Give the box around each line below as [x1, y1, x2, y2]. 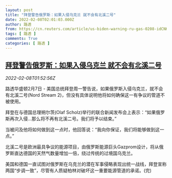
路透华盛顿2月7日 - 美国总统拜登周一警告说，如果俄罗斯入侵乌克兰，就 [5, 85, 155, 92]
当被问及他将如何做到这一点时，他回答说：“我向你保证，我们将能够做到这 [5, 126, 160, 132]
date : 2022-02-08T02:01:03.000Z [5, 17, 74, 22]
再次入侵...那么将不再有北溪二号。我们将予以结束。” [9, 116, 117, 122]
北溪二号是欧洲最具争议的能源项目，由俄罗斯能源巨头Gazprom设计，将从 [5, 144, 160, 150]
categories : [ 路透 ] [5, 41, 50, 46]
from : [5, 27, 17, 32]
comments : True [5, 36, 38, 41]
